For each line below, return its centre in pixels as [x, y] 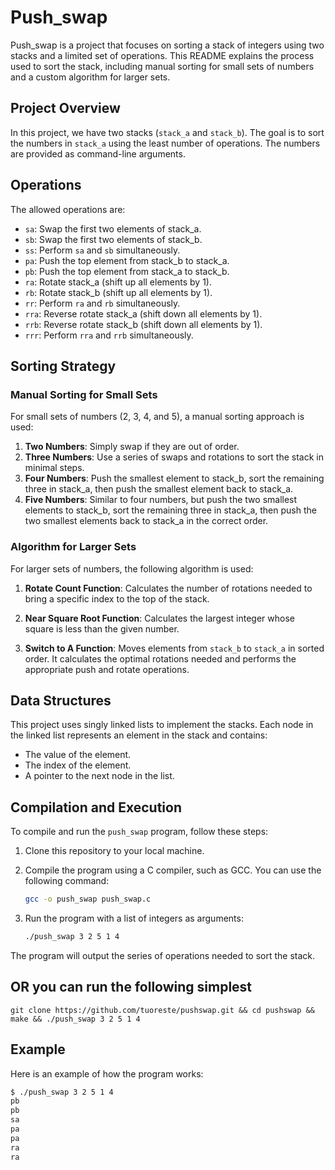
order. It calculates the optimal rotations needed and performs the [160, 658]
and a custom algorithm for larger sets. [90, 77]
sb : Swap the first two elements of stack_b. [113, 239]
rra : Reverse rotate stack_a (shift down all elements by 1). [143, 313]
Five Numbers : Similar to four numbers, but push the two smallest [161, 500]
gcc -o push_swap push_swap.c [88, 899]
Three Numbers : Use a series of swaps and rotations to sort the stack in [174, 457]
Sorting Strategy [63, 366]
